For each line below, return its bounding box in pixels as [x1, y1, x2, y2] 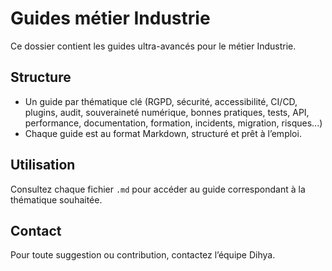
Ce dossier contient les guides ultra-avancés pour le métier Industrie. [10, 40, 297, 52]
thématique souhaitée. [10, 193, 103, 206]
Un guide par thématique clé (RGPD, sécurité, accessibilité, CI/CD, [24, 95, 298, 107]
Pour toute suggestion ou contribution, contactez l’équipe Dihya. [10, 249, 276, 261]
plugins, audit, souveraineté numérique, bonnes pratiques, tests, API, [24, 106, 310, 118]
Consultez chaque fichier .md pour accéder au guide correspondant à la [10, 183, 306, 195]
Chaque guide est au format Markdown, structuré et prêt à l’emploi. [24, 127, 302, 139]
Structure [10, 69, 72, 86]
